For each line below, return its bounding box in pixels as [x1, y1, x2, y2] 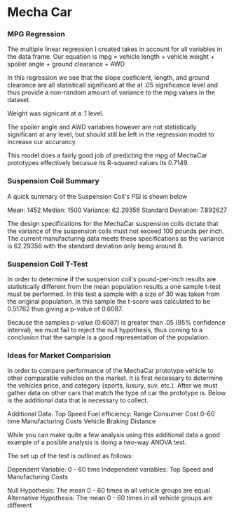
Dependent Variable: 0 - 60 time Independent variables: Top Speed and [7, 465, 214, 474]
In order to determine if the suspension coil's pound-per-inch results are [7, 275, 216, 283]
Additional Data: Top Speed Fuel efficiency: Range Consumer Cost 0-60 [7, 410, 215, 418]
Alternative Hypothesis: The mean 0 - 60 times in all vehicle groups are [7, 494, 213, 502]
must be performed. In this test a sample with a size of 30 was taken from [7, 290, 220, 298]
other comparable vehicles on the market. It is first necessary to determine [7, 374, 223, 382]
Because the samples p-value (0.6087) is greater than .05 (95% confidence [7, 318, 226, 327]
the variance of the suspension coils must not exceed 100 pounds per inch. [7, 227, 224, 235]
